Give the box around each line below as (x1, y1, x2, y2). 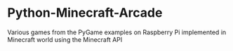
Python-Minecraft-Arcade (7, 5, 163, 21)
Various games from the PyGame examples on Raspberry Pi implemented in (7, 28, 227, 36)
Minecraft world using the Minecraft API (7, 35, 123, 43)
